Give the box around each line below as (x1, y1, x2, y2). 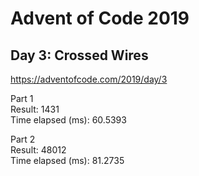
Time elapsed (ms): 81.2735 (10, 155, 125, 166)
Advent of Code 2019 (10, 7, 190, 30)
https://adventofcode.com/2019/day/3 (10, 73, 168, 85)
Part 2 (10, 133, 36, 145)
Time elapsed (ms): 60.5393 (10, 114, 127, 126)
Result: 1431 (10, 103, 60, 115)
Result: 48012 (10, 144, 67, 156)
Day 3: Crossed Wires (10, 47, 149, 64)
